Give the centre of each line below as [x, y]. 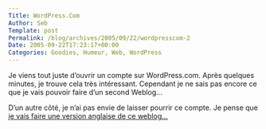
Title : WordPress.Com [44, 16]
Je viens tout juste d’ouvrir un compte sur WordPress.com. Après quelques [131, 75]
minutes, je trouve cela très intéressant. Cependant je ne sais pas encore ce [133, 84]
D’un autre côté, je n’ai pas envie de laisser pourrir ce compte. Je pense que [133, 107]
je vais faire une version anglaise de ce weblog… [88, 116]
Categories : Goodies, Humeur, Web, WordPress [85, 53]
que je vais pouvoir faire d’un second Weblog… [86, 92]
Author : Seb [28, 23]
